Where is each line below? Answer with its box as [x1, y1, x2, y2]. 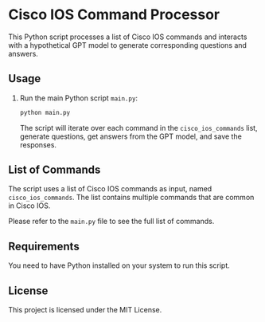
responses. [19, 139, 57, 149]
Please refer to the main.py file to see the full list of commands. [8, 217, 215, 226]
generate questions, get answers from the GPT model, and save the [19, 132, 243, 141]
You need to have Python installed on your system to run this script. [8, 261, 231, 270]
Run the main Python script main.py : [19, 93, 138, 103]
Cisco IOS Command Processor [8, 6, 220, 24]
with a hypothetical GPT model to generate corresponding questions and [8, 40, 247, 49]
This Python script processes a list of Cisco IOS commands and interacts [8, 32, 247, 41]
